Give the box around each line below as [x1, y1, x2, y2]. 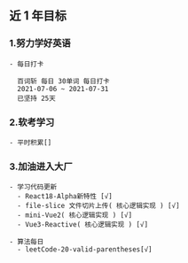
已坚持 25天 [17, 94, 56, 103]
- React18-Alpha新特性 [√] [17, 192, 114, 201]
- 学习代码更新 [9, 182, 58, 192]
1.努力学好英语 [9, 37, 71, 50]
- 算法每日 [9, 237, 44, 246]
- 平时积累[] [9, 138, 52, 147]
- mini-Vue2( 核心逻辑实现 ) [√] [17, 211, 133, 220]
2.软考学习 [9, 116, 55, 128]
